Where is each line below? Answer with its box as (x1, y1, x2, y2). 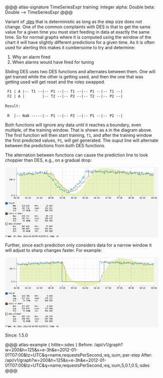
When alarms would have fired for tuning (12, 59, 94, 65)
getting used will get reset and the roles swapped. (5, 79, 106, 85)
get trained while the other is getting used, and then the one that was (5, 74, 144, 79)
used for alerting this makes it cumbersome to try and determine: (5, 45, 135, 50)
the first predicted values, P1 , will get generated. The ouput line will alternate (5, 137, 159, 143)
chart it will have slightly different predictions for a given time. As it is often (5, 39, 155, 45)
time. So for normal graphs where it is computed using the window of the (5, 34, 152, 40)
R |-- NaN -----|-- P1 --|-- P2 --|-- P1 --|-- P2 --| (7, 113, 123, 118)
